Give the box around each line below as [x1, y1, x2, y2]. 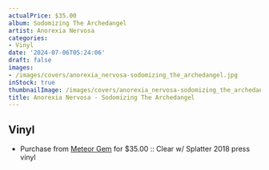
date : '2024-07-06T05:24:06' [8, 49, 106, 57]
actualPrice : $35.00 [8, 11, 78, 20]
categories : [8, 34, 48, 42]
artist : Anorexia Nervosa [8, 26, 94, 34]
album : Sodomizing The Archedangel [8, 19, 127, 27]
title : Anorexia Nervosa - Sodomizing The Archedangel [8, 93, 195, 101]
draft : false [8, 57, 52, 65]
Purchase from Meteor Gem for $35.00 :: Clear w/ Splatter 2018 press [19, 144, 251, 154]
